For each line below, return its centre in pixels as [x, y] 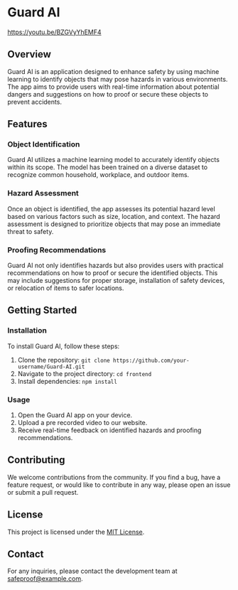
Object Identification [44, 144]
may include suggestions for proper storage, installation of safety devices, [116, 281]
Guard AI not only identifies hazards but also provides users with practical [115, 265]
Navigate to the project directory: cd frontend [85, 373]
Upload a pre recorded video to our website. [82, 423]
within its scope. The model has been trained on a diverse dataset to [108, 167]
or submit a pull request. [43, 492]
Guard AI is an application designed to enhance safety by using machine [113, 71]
